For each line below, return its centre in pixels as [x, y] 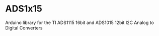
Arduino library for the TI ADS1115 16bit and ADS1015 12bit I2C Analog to [80, 22]
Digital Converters [24, 27]
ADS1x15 [24, 9]
